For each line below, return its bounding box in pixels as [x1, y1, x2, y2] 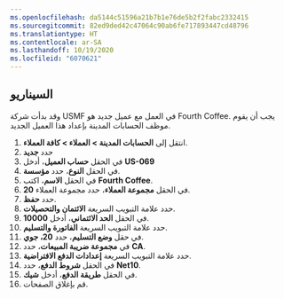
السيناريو [10, 87, 53, 102]
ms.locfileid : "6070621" [10, 54, 102, 63]
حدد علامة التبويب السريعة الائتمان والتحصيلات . [22, 203, 176, 214]
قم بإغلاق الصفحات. [22, 278, 89, 289]
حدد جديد [22, 146, 54, 157]
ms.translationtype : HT [10, 29, 99, 38]
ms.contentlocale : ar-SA [10, 37, 102, 47]
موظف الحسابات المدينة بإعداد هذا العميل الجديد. [10, 120, 171, 130]
